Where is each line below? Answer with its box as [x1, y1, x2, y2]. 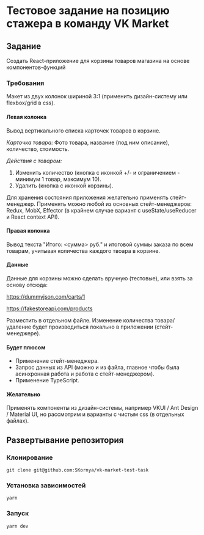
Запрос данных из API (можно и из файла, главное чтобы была [15, 364, 180, 371]
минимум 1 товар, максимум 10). [15, 175, 102, 183]
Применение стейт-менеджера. [15, 357, 99, 365]
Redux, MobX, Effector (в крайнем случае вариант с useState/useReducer [6, 206, 197, 214]
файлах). [6, 417, 29, 424]
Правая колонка [6, 227, 50, 235]
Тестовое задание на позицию [6, 4, 170, 18]
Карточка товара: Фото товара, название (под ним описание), [6, 139, 170, 146]
